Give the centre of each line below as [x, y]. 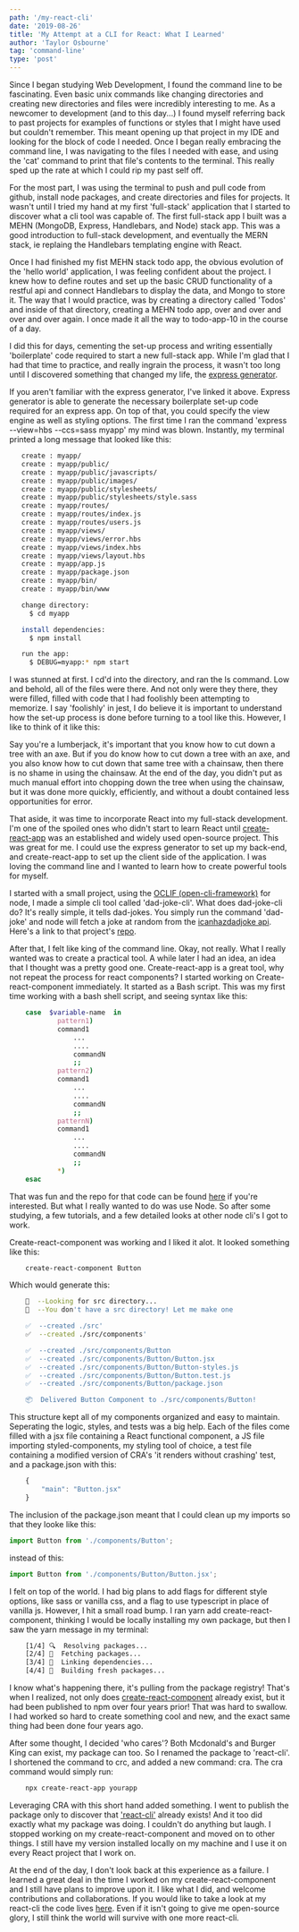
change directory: [55, 605]
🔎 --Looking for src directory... [91, 1302]
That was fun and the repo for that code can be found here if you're [134, 1196]
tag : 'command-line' [48, 51]
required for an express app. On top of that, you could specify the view [140, 411]
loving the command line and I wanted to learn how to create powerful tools [148, 867]
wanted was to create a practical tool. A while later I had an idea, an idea [143, 958]
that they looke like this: [53, 1524]
